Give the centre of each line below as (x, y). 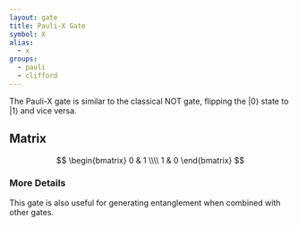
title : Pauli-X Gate (48, 26)
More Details (38, 183)
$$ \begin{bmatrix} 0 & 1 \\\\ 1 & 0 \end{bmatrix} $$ (150, 160)
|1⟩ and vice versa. (43, 110)
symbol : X (28, 34)
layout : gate (34, 17)
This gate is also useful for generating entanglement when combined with (145, 203)
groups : (24, 59)
